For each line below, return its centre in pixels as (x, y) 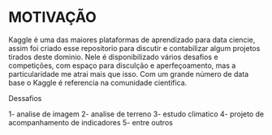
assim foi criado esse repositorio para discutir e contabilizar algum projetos (134, 48)
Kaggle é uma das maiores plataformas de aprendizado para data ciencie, (132, 40)
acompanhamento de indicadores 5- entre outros (91, 122)
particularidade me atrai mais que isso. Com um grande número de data (129, 74)
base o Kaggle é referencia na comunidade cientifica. (98, 82)
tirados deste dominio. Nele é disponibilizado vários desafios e (113, 57)
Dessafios (25, 98)
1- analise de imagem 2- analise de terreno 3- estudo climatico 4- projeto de (136, 114)
